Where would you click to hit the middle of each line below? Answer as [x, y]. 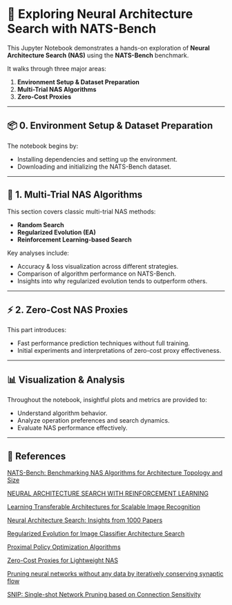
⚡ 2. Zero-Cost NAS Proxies [68, 310]
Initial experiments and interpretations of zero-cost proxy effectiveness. [119, 351]
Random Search [40, 224]
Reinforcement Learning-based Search [75, 239]
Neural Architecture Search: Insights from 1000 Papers [85, 520]
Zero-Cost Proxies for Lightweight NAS [63, 560]
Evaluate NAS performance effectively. [72, 428]
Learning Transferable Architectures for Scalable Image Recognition [104, 507]
